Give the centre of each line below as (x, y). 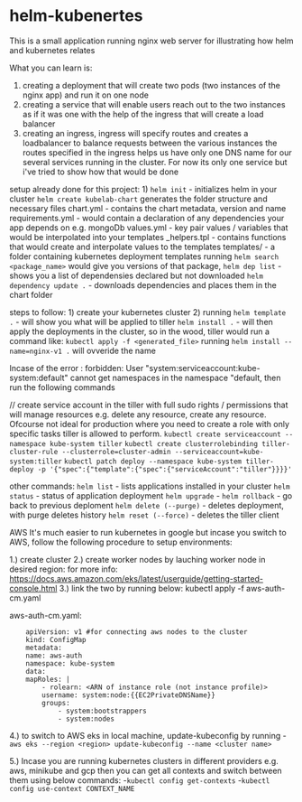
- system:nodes (86, 719)
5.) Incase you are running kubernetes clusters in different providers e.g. (144, 760)
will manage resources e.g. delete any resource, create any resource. (138, 414)
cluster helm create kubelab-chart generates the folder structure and (138, 199)
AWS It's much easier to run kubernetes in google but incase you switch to (148, 532)
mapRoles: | (48, 679)
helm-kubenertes (76, 16)
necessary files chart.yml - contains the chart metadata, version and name (148, 208)
